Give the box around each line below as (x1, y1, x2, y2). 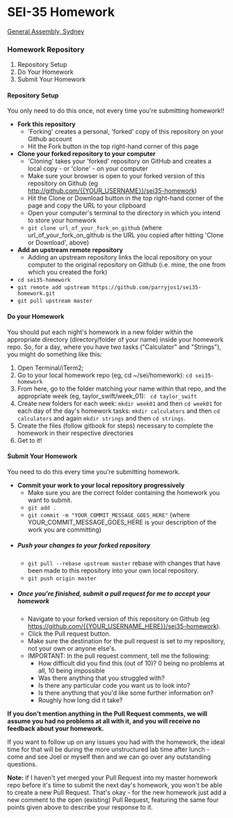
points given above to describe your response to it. (7, 803, 153, 811)
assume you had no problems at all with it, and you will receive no (7, 716, 200, 725)
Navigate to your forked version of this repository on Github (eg (27, 614, 210, 623)
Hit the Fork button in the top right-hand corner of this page (27, 142, 199, 150)
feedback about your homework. (7, 724, 104, 732)
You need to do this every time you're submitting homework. (7, 467, 181, 475)
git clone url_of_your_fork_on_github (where (27, 223, 162, 232)
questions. (7, 760, 38, 768)
